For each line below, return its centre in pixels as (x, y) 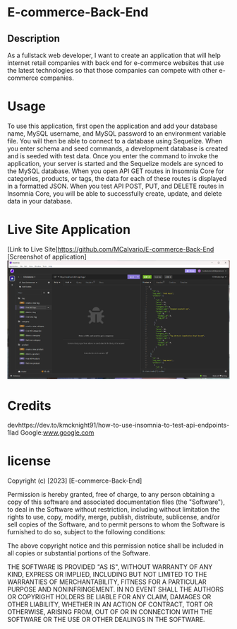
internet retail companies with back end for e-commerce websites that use (116, 63)
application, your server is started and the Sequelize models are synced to (115, 163)
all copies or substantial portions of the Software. (79, 553)
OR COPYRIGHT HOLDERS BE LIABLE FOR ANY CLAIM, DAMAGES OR (109, 597)
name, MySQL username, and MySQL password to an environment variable (117, 133)
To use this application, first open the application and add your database (113, 126)
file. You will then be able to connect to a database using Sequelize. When (115, 141)
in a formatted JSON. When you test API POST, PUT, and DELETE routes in (116, 186)
